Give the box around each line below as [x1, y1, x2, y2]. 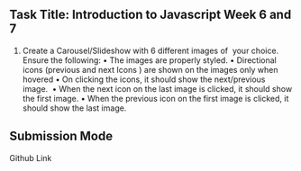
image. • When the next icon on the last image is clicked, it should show [22, 83, 293, 94]
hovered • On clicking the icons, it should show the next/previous [22, 74, 266, 85]
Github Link [9, 152, 52, 163]
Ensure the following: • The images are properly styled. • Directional [22, 54, 277, 66]
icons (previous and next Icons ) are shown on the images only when [22, 64, 278, 75]
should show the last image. [22, 103, 127, 113]
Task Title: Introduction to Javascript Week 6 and [9, 7, 292, 22]
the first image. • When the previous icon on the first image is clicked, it [22, 93, 289, 103]
